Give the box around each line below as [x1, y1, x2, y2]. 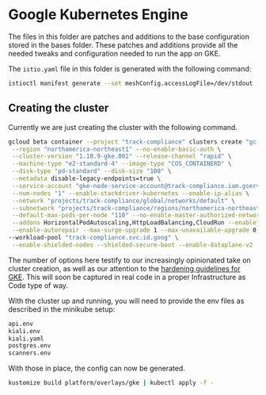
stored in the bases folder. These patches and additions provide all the [8, 40, 238, 49]
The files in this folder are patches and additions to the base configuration [8, 32, 249, 41]
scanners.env [8, 349, 51, 358]
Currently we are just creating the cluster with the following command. [8, 122, 237, 132]
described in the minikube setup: [8, 304, 116, 314]
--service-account [11, 182, 73, 190]
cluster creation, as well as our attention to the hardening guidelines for [8, 263, 241, 273]
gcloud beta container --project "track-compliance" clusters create [8, 137, 243, 146]
